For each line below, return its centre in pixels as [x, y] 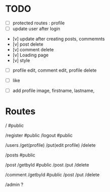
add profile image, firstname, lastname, [53, 91]
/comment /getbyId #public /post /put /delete [52, 175]
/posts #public [20, 155]
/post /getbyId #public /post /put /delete [47, 165]
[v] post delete [28, 44]
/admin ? [14, 185]
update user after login [36, 29]
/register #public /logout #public [39, 136]
